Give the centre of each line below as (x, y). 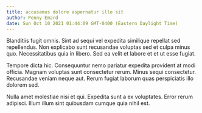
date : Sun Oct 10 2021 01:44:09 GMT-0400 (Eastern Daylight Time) (92, 23)
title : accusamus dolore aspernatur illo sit (65, 12)
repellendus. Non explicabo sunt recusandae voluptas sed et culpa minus (98, 47)
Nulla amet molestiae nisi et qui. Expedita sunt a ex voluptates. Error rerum (100, 97)
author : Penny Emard (33, 18)
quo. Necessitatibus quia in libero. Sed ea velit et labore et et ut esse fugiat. (101, 54)
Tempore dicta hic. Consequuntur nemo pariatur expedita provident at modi (101, 65)
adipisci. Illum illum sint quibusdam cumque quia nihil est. (78, 103)
